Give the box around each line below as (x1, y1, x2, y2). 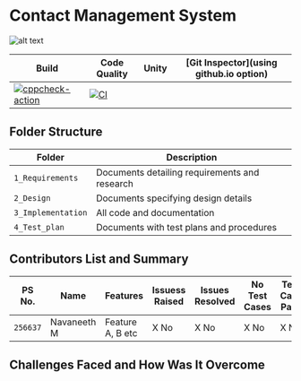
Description (166, 151, 218, 163)
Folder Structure (9, 125, 103, 140)
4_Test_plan (13, 221, 65, 232)
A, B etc (104, 326, 138, 339)
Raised (153, 295, 185, 307)
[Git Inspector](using (185, 56, 278, 68)
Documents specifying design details (95, 192, 253, 204)
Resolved (193, 295, 236, 307)
